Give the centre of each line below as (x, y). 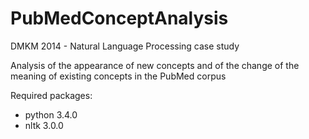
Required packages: (51, 95)
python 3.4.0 (51, 114)
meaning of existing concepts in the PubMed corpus (118, 76)
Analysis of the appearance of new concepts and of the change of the (155, 65)
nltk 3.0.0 (44, 125)
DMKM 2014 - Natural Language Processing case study (125, 46)
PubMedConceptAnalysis (119, 18)
